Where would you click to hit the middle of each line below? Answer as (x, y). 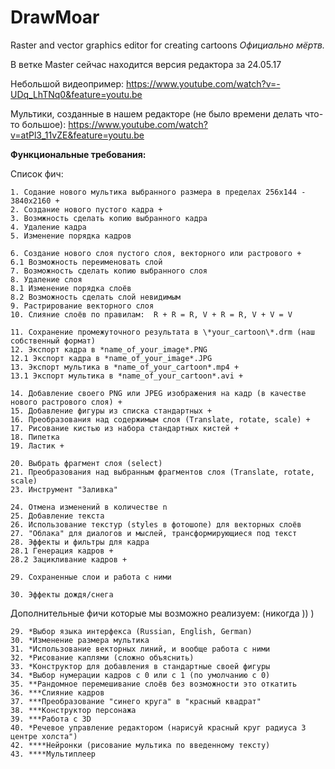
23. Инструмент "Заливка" (64, 489)
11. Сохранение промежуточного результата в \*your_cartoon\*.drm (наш (162, 332)
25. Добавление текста (57, 516)
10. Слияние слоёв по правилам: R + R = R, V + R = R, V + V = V (151, 314)
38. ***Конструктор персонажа (73, 710)
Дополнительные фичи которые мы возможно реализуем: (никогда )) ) (162, 613)
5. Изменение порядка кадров (71, 236)
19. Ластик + (37, 446)
